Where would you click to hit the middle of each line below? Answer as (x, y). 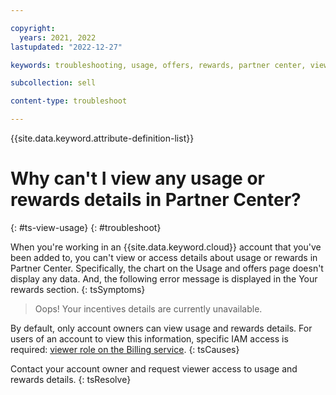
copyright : (33, 28)
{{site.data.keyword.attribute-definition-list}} (102, 138)
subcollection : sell (53, 83)
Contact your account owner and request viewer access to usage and (154, 368)
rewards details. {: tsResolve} (71, 379)
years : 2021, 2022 (58, 37)
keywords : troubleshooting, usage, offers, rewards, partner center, (158, 65)
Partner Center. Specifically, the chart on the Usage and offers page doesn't (167, 268)
